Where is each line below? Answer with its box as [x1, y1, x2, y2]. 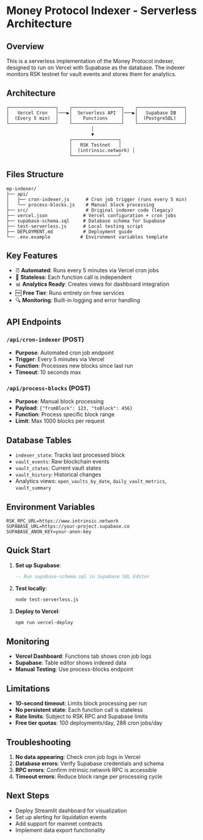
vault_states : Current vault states [15, 464, 102, 472]
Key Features [6, 251, 58, 261]
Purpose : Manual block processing [15, 398, 104, 405]
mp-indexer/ [6, 185, 37, 192]
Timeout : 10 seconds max [15, 368, 81, 376]
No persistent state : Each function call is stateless [15, 706, 143, 714]
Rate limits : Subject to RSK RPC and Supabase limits [15, 712, 148, 720]
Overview [6, 41, 45, 52]
